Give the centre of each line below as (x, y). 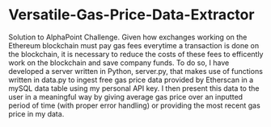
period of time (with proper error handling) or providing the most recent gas (134, 105)
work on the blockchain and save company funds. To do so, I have (119, 63)
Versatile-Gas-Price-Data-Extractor (131, 15)
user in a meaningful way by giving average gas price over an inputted (126, 96)
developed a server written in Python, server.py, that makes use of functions (135, 71)
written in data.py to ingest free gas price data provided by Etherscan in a (131, 80)
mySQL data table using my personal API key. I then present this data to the (134, 88)
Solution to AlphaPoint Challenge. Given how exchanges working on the (128, 37)
